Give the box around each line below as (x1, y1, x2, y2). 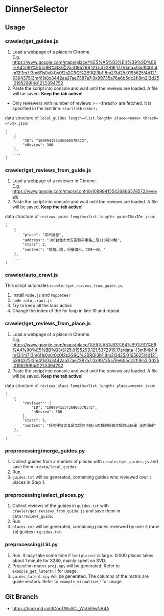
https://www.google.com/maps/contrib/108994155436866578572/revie (12, 188, 157, 195)
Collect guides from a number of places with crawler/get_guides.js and (12, 458, 158, 465)
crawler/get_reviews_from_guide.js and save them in (12, 508, 121, 514)
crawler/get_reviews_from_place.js (5, 320, 91, 327)
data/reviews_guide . (12, 513, 53, 519)
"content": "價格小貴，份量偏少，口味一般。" (23, 247, 106, 252)
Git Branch (5, 593, 38, 601)
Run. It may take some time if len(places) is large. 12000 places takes (12, 552, 154, 558)
